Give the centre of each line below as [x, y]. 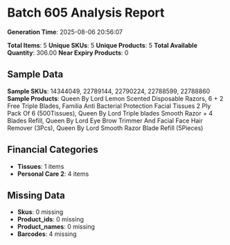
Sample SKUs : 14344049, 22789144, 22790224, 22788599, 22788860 [109, 91]
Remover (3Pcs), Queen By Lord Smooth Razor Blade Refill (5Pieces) [105, 128]
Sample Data [35, 74]
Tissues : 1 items [41, 166]
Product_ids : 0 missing [51, 219]
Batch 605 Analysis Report [86, 13]
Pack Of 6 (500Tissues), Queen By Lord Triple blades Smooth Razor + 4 [110, 113]
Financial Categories [53, 150]
